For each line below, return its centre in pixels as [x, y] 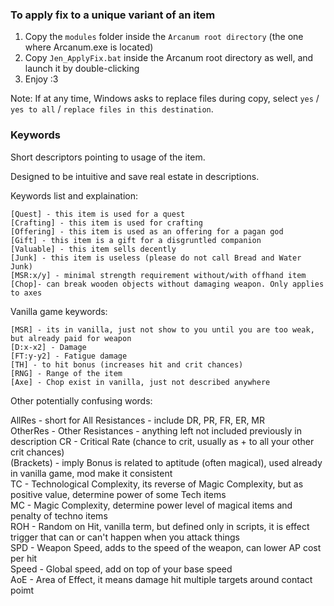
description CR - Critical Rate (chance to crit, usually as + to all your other [162, 441]
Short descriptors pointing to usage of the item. [108, 157]
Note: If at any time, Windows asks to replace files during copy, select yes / [165, 99]
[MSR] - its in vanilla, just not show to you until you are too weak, [162, 329]
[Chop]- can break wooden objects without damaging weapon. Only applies [167, 284]
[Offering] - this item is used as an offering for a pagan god [147, 231]
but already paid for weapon [71, 338]
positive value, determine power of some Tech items [118, 494]
